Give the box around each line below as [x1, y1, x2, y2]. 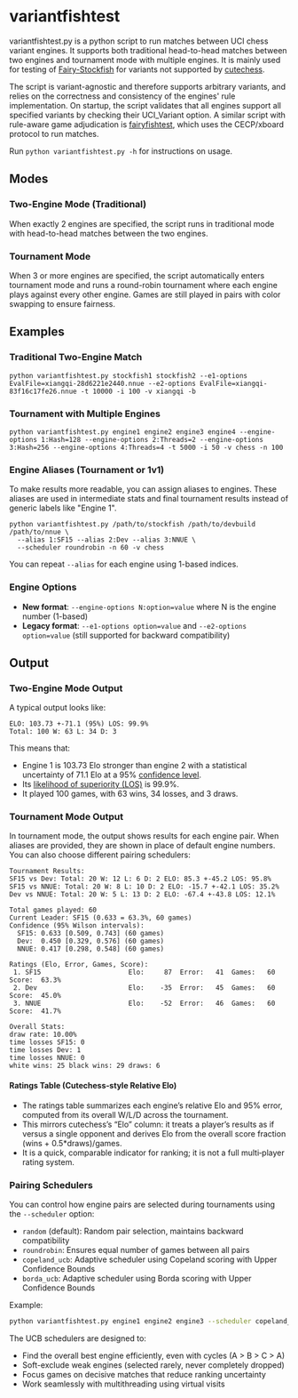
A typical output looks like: [9, 703, 106, 713]
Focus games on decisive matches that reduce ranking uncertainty [21, 1369, 266, 1379]
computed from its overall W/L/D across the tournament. [21, 1109, 229, 1120]
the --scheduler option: [9, 1208, 95, 1219]
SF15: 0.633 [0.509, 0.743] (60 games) [17, 929, 165, 938]
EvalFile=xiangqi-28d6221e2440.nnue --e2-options [9, 379, 197, 388]
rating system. [21, 1156, 75, 1167]
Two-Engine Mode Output [9, 682, 123, 695]
